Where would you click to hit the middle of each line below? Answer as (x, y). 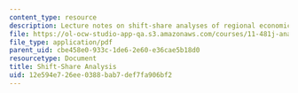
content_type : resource (53, 17)
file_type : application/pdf (61, 42)
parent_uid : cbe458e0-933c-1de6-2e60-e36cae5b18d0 (105, 50)
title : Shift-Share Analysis (63, 67)
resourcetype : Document (53, 58)
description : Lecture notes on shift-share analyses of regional (132, 26)
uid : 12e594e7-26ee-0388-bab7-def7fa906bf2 (91, 75)
